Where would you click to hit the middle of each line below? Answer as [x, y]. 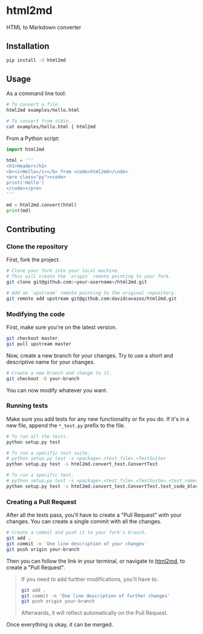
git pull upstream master [39, 344]
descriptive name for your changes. [51, 362]
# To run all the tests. [37, 436]
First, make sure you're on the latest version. [62, 328]
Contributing [31, 229]
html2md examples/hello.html [43, 110]
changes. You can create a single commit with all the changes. [84, 522]
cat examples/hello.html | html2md [51, 127]
